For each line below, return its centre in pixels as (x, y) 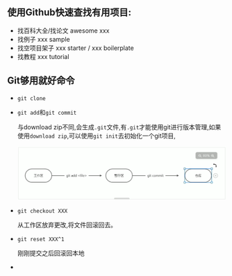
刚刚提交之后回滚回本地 (51, 253)
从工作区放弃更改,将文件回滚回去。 (67, 225)
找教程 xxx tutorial (43, 56)
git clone (32, 98)
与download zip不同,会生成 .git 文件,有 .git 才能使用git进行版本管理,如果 (119, 127)
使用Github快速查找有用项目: (69, 13)
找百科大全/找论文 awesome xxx (63, 31)
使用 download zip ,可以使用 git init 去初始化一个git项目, (96, 136)
